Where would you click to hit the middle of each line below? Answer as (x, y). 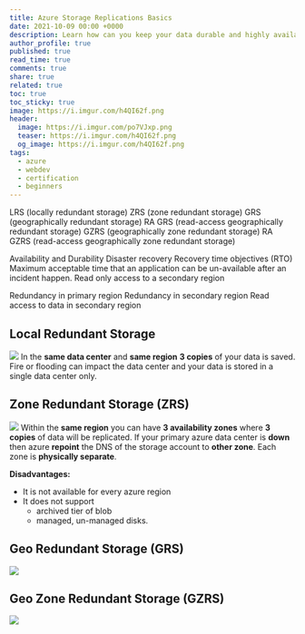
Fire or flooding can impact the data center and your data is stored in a (142, 366)
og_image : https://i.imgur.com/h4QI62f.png (101, 144)
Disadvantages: (40, 473)
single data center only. (53, 376)
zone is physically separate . (63, 456)
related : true (36, 85)
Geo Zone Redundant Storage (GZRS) (117, 598)
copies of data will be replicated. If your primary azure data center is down (150, 437)
